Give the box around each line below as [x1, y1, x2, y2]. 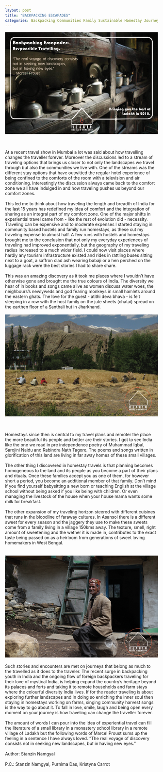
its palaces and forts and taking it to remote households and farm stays [5, 684, 147, 690]
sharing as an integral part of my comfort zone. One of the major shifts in [5, 211, 151, 217]
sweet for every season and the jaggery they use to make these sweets [5, 519, 148, 525]
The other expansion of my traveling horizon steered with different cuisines [5, 509, 155, 515]
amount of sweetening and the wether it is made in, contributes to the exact [5, 529, 156, 536]
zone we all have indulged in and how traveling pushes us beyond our [5, 185, 145, 191]
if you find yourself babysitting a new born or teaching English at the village [5, 483, 156, 489]
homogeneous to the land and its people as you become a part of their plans [5, 468, 158, 474]
